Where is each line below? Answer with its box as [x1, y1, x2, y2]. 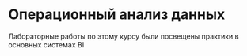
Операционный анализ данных [8, 6, 226, 24]
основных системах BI [8, 39, 85, 49]
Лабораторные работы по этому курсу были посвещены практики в [8, 32, 239, 41]
